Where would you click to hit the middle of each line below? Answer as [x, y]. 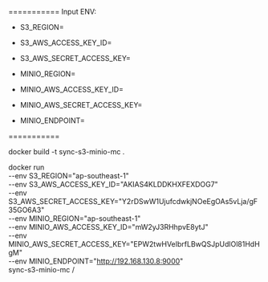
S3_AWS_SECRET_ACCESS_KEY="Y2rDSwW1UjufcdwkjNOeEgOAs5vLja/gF [133, 201]
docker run [26, 167]
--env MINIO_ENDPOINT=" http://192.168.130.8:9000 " [96, 261]
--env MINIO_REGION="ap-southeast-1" [75, 219]
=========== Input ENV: [53, 12]
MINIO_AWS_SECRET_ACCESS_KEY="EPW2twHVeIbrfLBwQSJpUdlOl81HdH [134, 244]
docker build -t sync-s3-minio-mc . [67, 151]
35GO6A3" [26, 210]
